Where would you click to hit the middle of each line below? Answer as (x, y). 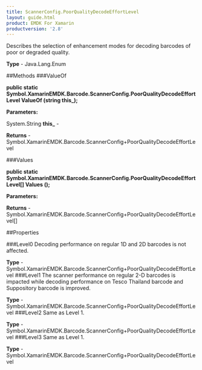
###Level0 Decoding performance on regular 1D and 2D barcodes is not (96, 244)
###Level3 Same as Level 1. (50, 337)
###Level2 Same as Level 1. (50, 313)
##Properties (23, 233)
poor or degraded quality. (38, 53)
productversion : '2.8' (35, 29)
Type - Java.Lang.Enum (36, 64)
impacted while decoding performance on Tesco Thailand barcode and (95, 282)
